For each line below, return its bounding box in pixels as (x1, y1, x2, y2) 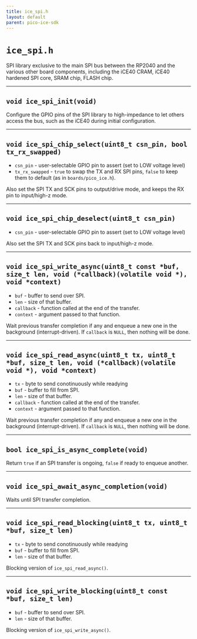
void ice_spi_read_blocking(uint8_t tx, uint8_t (6, 519, 188, 527)
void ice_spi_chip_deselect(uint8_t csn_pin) (6, 214, 176, 223)
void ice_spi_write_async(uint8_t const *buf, (6, 263, 180, 271)
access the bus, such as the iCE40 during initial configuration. (6, 117, 157, 125)
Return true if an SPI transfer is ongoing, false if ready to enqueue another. (6, 459, 189, 467)
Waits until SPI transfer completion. (6, 496, 91, 503)
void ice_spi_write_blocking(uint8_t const (6, 587, 168, 596)
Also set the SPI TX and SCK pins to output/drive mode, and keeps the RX (6, 186, 185, 193)
